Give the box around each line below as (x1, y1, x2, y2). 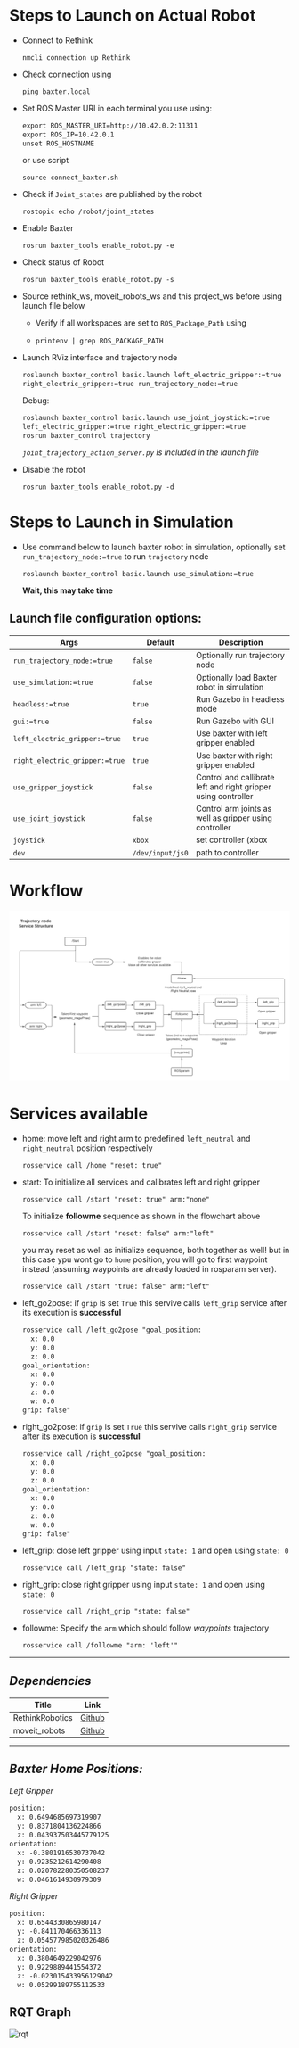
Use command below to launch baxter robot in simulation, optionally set (21, 541, 286, 552)
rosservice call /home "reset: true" (21, 1160, 163, 1169)
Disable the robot (21, 464, 86, 475)
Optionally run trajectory (195, 650, 285, 661)
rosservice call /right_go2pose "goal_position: (21, 1449, 206, 1458)
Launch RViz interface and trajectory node (21, 351, 178, 362)
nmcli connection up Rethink (21, 53, 131, 62)
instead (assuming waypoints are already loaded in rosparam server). (21, 1263, 278, 1274)
